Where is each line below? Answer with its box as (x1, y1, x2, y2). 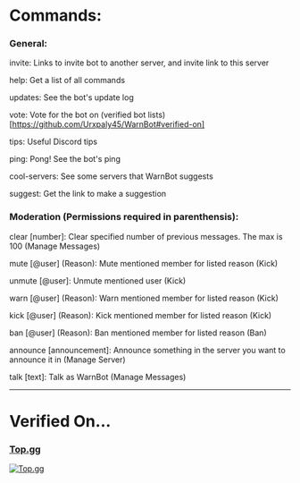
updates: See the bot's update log (9, 92, 134, 103)
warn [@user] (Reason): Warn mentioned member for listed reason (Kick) (9, 292, 279, 303)
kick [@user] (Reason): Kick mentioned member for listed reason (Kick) (9, 309, 272, 320)
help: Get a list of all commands (9, 75, 126, 86)
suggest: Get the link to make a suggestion (9, 189, 167, 199)
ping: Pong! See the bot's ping (9, 154, 121, 165)
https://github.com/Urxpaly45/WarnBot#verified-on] (12, 119, 205, 130)
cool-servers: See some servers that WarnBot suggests (9, 171, 214, 182)
